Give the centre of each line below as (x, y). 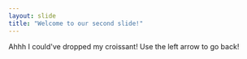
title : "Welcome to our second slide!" (76, 23)
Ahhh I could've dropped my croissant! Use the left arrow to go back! (124, 46)
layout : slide (32, 16)
